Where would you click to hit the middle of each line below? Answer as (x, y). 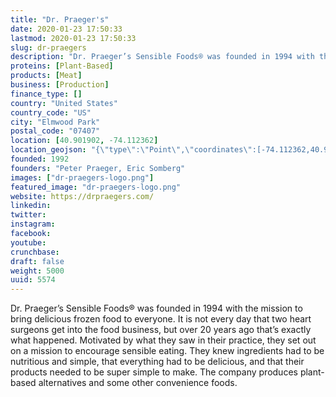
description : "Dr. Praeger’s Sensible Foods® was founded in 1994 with (162, 57)
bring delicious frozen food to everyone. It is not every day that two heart (161, 319)
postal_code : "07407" (55, 131)
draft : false (37, 261)
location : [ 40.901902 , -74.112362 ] (84, 141)
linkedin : (31, 206)
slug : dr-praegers (48, 47)
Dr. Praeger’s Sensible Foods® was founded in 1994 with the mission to (156, 308)
